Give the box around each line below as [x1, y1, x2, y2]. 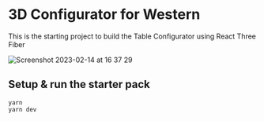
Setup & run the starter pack [8, 78, 150, 91]
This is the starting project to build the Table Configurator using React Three [8, 31, 257, 41]
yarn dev [8, 105, 37, 113]
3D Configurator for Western [8, 5, 201, 24]
